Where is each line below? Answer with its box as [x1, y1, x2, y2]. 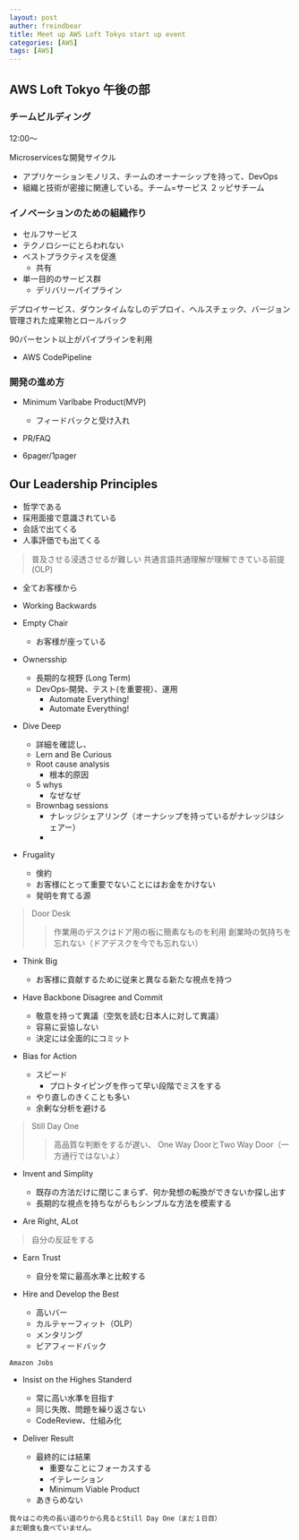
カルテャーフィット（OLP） [35, 1318, 138, 1330]
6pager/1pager [21, 450, 77, 461]
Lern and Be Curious [35, 749, 112, 760]
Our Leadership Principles [9, 476, 158, 492]
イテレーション [48, 1474, 105, 1484]
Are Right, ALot [21, 1216, 79, 1227]
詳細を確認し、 [35, 740, 91, 750]
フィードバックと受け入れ [35, 415, 131, 426]
